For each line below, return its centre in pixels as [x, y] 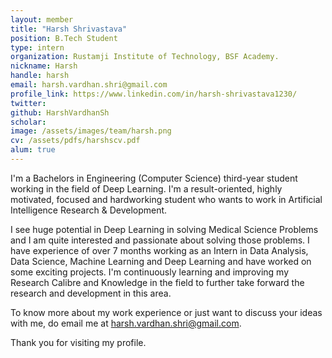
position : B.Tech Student [64, 38]
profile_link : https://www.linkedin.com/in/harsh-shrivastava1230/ [154, 94]
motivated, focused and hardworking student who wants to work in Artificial [166, 199]
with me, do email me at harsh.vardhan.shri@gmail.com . [126, 323]
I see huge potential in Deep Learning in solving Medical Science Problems [164, 229]
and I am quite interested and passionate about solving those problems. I [160, 240]
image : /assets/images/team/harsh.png [91, 131]
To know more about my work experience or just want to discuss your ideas [166, 312]
